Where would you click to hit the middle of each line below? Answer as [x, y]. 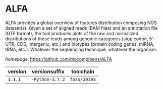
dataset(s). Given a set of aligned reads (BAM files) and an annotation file [82, 28]
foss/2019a [83, 79]
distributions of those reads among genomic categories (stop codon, [77, 39]
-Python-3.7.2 [48, 79]
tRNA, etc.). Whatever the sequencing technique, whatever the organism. [81, 49]
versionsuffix [48, 71]
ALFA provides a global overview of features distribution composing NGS [81, 23]
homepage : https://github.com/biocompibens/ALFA [59, 59]
